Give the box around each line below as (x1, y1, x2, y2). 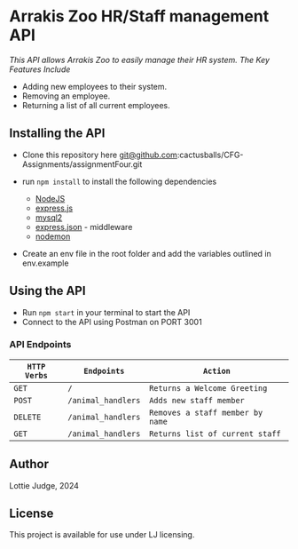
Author (9, 457, 49, 472)
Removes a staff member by (149, 407, 263, 418)
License (9, 506, 54, 521)
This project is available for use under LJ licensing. (9, 529, 195, 540)
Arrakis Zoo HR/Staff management (9, 6, 270, 27)
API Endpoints (9, 338, 72, 351)
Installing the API (9, 126, 106, 141)
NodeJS (35, 193, 66, 203)
